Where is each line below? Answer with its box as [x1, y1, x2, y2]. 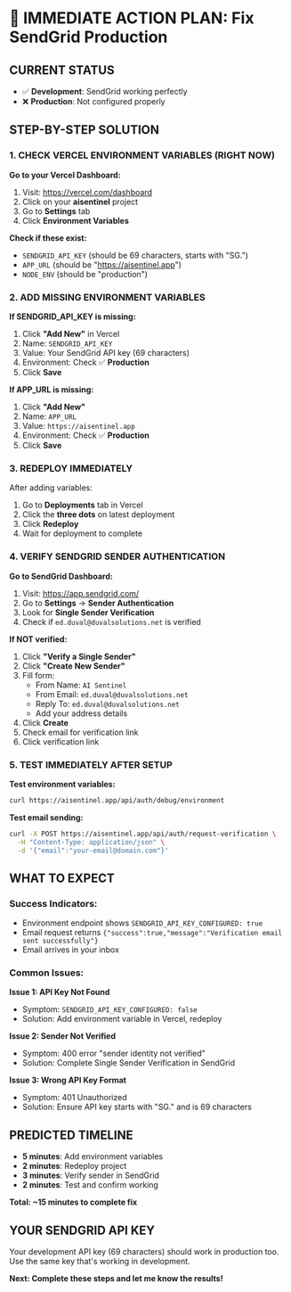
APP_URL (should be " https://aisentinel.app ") [21, 259, 182, 270]
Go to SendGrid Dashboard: [9, 571, 113, 581]
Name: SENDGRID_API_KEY [21, 338, 113, 349]
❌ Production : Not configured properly [21, 96, 166, 106]
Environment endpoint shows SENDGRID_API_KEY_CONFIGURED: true [21, 918, 263, 928]
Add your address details [35, 708, 128, 719]
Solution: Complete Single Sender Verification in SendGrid [21, 1057, 236, 1068]
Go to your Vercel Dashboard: [9, 169, 122, 180]
